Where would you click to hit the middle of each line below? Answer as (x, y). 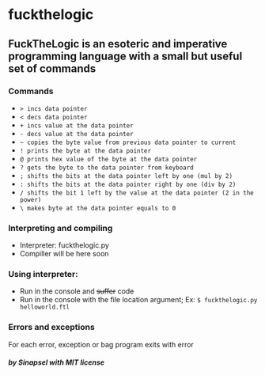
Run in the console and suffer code (77, 291)
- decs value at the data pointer (76, 134)
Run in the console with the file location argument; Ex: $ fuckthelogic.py (138, 300)
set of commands (52, 68)
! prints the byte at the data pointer (85, 151)
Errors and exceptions (51, 328)
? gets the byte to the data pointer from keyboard (106, 168)
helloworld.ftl (45, 307)
